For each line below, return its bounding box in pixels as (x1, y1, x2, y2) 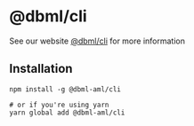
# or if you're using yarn (9, 100, 109, 109)
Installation (9, 61, 73, 76)
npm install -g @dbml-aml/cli (9, 84, 122, 94)
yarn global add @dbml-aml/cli (9, 108, 125, 117)
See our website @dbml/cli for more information (9, 35, 185, 46)
